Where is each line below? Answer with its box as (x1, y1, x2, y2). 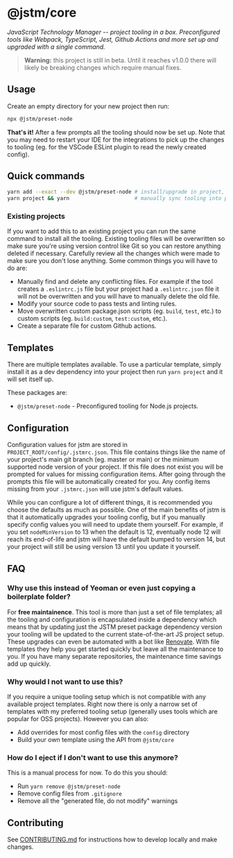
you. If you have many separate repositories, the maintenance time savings (7, 652, 222, 660)
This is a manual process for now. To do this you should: (7, 768, 168, 777)
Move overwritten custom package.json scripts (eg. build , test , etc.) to (17, 307, 222, 315)
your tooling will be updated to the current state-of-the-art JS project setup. (7, 630, 225, 638)
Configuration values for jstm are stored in (7, 441, 128, 449)
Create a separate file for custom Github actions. (17, 321, 157, 330)
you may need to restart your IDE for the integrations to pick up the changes (7, 135, 225, 144)
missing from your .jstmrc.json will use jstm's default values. (7, 485, 184, 494)
